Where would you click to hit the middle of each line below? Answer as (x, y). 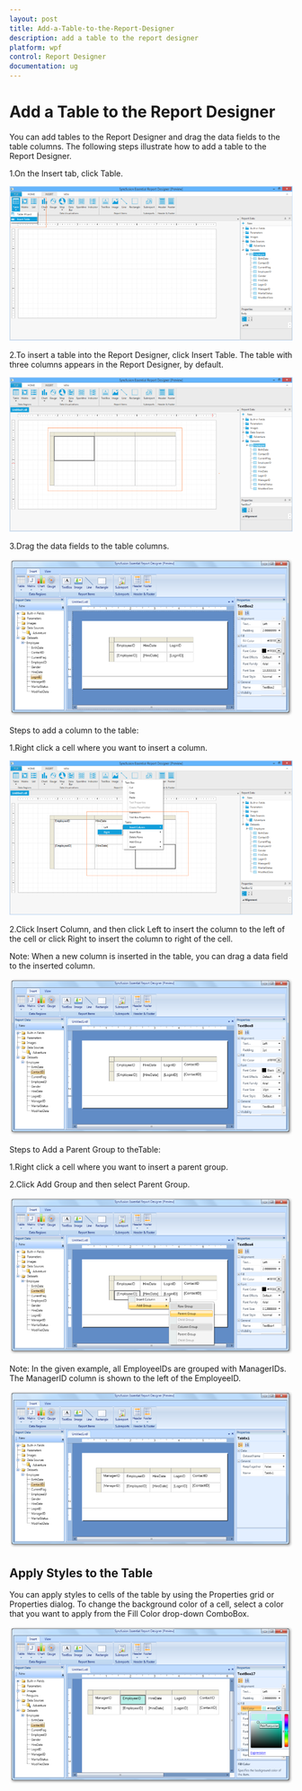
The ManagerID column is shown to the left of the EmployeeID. (125, 1378)
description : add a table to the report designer (104, 38)
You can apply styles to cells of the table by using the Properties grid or (142, 1595)
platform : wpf (36, 48)
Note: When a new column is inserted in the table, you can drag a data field (149, 956)
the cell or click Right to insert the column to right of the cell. (121, 939)
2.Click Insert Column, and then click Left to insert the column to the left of (147, 929)
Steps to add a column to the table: (74, 730)
